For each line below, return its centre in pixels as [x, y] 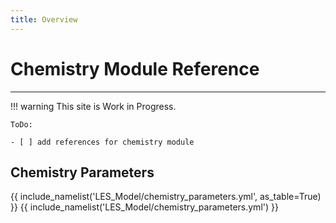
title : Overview [44, 19]
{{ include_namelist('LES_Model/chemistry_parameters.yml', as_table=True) [166, 197]
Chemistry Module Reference [135, 68]
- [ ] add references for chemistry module [102, 142]
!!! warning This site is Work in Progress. [93, 106]
